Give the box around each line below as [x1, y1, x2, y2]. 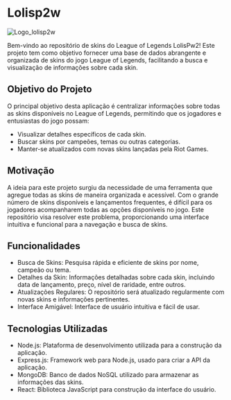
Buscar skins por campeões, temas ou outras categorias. [17, 137, 181, 146]
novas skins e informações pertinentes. [17, 295, 130, 304]
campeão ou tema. [17, 266, 71, 275]
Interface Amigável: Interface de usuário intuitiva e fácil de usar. [17, 303, 200, 311]
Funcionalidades [7, 240, 81, 252]
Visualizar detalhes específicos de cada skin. [17, 130, 147, 138]
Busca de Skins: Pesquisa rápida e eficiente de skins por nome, [17, 259, 199, 267]
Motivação [7, 165, 55, 177]
